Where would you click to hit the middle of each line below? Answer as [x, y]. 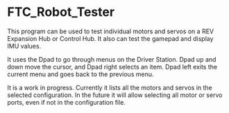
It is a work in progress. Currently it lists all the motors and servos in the [110, 87]
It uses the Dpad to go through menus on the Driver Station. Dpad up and [112, 59]
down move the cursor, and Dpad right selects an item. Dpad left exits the [112, 67]
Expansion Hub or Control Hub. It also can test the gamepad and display [110, 38]
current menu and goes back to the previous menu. [80, 74]
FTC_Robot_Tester [61, 12]
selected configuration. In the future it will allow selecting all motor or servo [115, 95]
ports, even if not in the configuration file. [67, 102]
